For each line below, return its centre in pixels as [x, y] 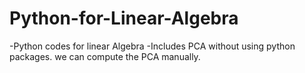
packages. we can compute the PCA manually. [105, 56]
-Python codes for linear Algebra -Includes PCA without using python [152, 46]
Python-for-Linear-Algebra [124, 18]
